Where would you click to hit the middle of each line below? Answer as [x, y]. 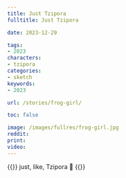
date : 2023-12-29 [32, 33]
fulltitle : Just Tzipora [43, 20]
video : [17, 147]
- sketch [20, 77]
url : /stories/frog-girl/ [44, 103]
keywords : [21, 84]
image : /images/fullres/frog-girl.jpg [63, 128]
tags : [15, 45]
